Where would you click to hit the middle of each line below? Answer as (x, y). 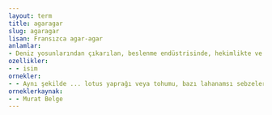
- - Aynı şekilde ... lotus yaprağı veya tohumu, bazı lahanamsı (121, 83)
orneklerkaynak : (36, 91)
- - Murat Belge (36, 99)
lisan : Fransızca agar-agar (56, 38)
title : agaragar (36, 23)
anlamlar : (25, 46)
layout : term (30, 16)
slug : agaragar (34, 31)
